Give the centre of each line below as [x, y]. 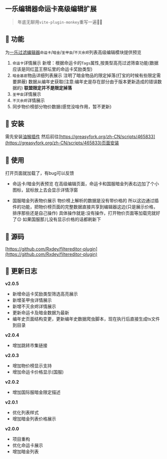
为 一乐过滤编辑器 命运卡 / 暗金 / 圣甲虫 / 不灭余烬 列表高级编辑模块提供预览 [73, 52]
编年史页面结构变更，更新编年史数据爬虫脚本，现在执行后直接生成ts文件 [86, 319]
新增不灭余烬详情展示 [34, 306]
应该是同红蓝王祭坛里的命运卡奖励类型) [52, 69]
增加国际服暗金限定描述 [36, 392]
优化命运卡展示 [28, 445]
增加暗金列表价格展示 [34, 419]
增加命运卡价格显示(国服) [38, 372]
